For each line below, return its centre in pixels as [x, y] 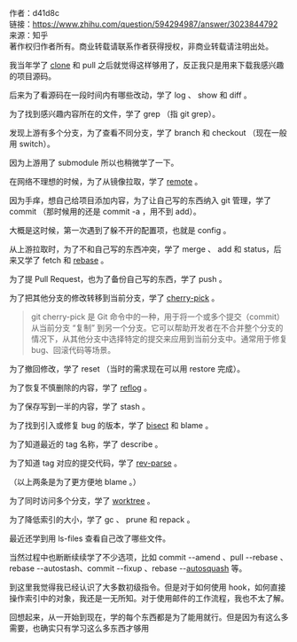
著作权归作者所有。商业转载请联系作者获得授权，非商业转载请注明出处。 [141, 46]
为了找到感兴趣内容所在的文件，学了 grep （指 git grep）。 [115, 114]
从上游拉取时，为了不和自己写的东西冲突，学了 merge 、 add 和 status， [142, 249]
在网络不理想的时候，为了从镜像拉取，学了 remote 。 [106, 181]
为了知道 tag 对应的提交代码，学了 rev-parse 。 [95, 463]
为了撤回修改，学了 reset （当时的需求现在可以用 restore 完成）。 [127, 369]
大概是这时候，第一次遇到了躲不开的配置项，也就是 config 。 [120, 230]
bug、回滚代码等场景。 [73, 350]
